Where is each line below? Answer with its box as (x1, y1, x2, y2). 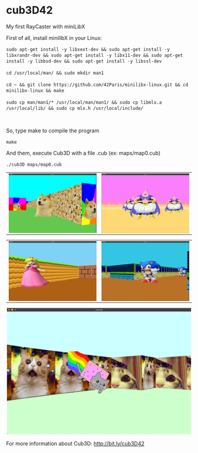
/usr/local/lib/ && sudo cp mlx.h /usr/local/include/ (6, 105, 144, 111)
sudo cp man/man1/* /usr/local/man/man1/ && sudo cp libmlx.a (6, 99, 162, 105)
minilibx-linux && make (6, 88, 65, 94)
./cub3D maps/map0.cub (6, 161, 62, 168)
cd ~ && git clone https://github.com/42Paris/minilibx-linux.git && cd (6, 82, 189, 88)
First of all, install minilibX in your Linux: (6, 34, 102, 41)
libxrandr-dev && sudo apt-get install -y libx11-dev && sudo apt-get (6, 52, 183, 58)
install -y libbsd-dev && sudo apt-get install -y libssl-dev (6, 58, 162, 64)
